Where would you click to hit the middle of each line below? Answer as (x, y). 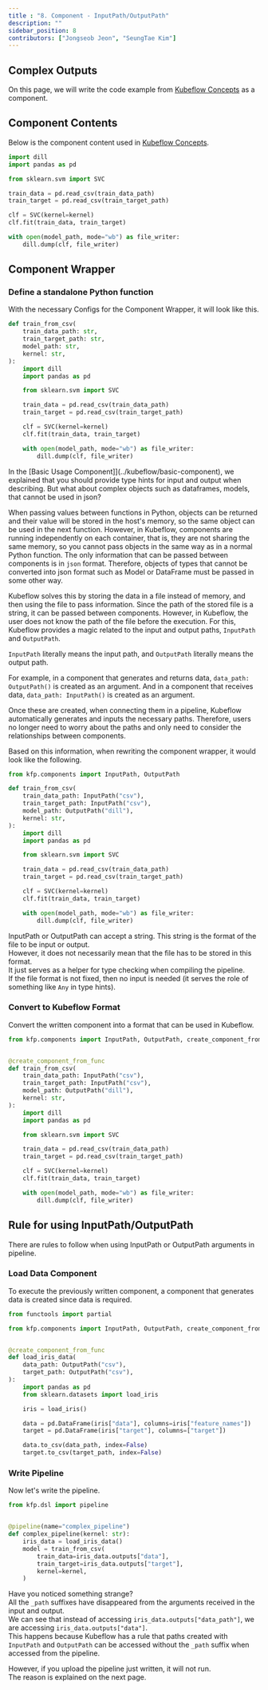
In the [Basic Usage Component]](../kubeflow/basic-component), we (121, 471)
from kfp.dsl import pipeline (59, 1505)
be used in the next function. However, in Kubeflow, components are (121, 529)
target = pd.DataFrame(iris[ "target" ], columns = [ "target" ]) (124, 1431)
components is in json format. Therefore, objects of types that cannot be (128, 563)
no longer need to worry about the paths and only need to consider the (125, 727)
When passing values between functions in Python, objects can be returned (133, 512)
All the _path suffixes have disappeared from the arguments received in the (132, 1602)
